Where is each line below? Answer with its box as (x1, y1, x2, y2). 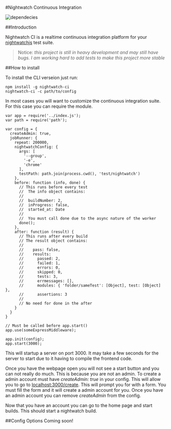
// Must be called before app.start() (5, 323, 88, 328)
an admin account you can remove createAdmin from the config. (5, 393, 141, 398)
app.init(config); (5, 337, 44, 342)
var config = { (5, 127, 38, 132)
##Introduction (5, 24, 37, 30)
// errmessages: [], (18, 278, 74, 283)
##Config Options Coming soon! (5, 418, 74, 423)
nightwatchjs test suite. (5, 39, 55, 45)
